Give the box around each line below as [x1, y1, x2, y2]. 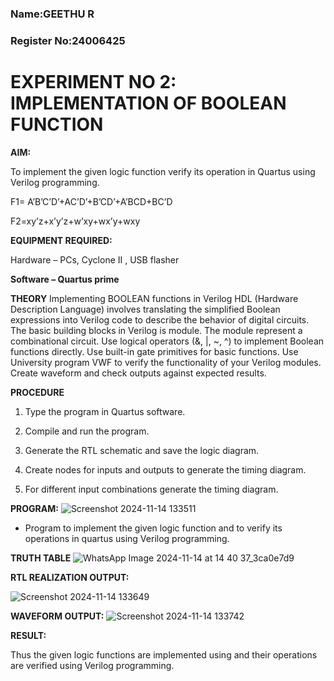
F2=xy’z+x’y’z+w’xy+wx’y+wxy [10, 215, 141, 227]
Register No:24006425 [10, 33, 126, 47]
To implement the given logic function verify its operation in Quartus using [10, 165, 316, 177]
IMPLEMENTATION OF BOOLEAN [10, 92, 287, 115]
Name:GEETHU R [10, 7, 95, 21]
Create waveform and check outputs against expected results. [10, 367, 267, 379]
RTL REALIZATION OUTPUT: [10, 571, 130, 583]
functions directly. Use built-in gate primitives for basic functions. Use [10, 345, 299, 357]
